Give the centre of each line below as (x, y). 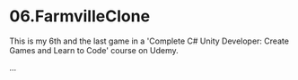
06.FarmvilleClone (80, 16)
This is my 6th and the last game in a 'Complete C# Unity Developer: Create (149, 41)
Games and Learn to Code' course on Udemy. (94, 50)
